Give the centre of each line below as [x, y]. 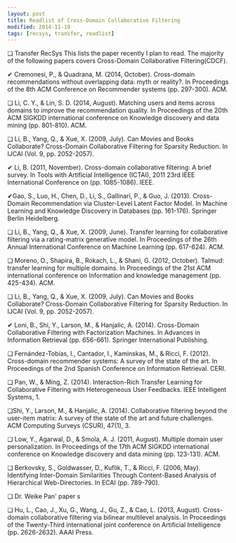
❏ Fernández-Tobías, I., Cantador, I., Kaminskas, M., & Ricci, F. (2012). [109, 354]
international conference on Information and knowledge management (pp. [114, 275]
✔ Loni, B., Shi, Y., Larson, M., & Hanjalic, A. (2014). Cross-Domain [103, 325]
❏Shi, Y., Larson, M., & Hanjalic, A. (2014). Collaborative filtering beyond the [117, 411]
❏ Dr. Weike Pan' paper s [44, 497]
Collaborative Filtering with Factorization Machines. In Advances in [104, 333]
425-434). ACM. [31, 283]
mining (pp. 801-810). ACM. [47, 125]
